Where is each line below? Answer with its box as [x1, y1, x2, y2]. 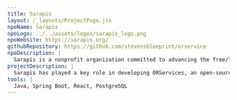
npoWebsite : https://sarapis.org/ [7, 37, 109, 44]
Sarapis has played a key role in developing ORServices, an [13, 69, 197, 76]
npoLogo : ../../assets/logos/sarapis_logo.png [7, 30, 147, 37]
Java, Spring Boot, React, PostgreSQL [13, 82, 128, 89]
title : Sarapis [7, 10, 52, 18]
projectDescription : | [7, 63, 74, 70]
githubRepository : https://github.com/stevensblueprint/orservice [7, 43, 207, 50]
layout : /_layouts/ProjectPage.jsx [7, 17, 112, 24]
